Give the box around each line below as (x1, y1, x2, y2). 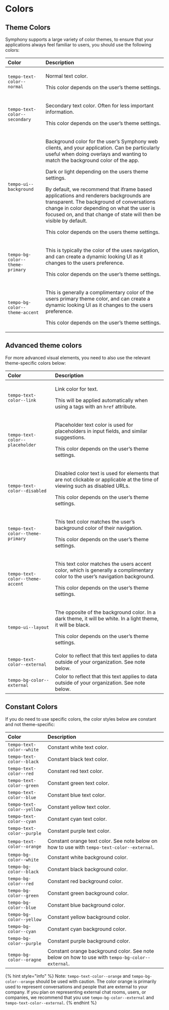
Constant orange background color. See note (47, 947, 154, 954)
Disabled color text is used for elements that (55, 470, 159, 477)
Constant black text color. (47, 755, 109, 762)
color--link (8, 397, 37, 403)
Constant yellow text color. (47, 803, 111, 810)
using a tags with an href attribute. (55, 403, 137, 410)
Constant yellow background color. (47, 913, 130, 920)
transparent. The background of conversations (45, 198, 156, 205)
